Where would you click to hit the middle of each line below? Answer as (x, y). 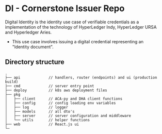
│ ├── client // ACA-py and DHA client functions (64, 99)
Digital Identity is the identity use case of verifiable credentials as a (72, 22)
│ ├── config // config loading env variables (61, 103)
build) (12, 82)
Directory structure (35, 62)
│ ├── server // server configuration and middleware (68, 116)
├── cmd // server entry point (50, 86)
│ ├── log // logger (37, 107)
